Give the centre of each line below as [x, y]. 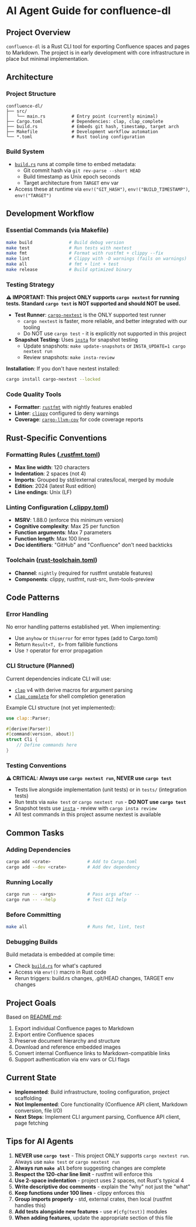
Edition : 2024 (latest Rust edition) [55, 486]
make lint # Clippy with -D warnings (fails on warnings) [97, 259]
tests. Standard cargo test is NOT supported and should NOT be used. [93, 304]
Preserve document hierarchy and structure [67, 1040]
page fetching [31, 1123]
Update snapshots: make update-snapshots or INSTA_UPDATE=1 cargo [104, 346]
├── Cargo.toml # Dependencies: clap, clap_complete [85, 121]
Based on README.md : [34, 1017]
